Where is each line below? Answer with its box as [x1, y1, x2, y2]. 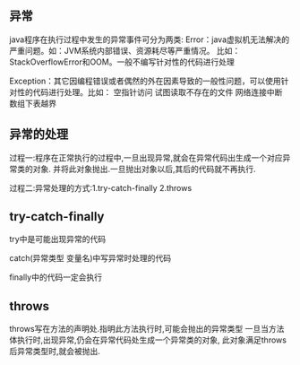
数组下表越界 [9, 98, 56, 109]
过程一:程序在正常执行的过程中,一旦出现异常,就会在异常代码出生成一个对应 [9, 152, 284, 163]
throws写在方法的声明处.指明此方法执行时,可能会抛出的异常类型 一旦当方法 [9, 324, 285, 335]
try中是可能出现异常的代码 [9, 234, 106, 245]
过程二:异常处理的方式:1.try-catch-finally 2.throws [9, 182, 193, 193]
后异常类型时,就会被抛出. [9, 346, 101, 357]
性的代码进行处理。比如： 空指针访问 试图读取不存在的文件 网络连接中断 [16, 86, 283, 97]
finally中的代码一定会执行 [9, 272, 103, 282]
